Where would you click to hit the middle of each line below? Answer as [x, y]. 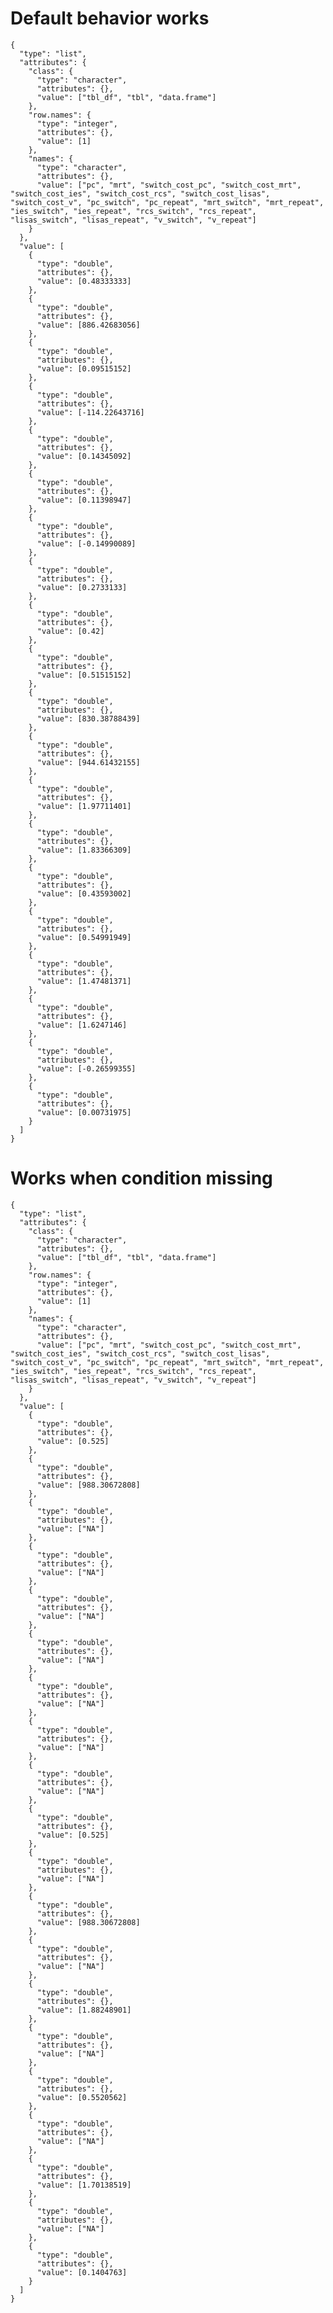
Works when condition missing [141, 1178]
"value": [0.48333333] [84, 281]
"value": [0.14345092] [84, 456]
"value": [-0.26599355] [86, 1068]
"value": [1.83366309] [84, 850]
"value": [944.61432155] [88, 762]
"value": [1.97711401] [84, 806]
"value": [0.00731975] [84, 1112]
